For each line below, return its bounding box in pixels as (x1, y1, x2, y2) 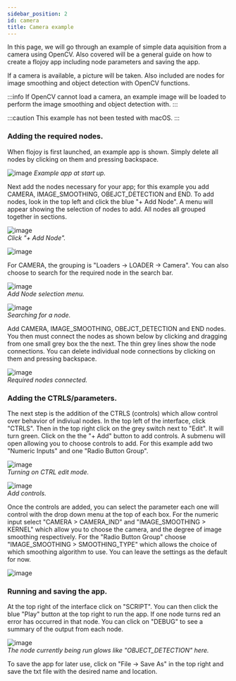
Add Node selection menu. (7, 289, 85, 298)
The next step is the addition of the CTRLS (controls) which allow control (7, 409, 218, 417)
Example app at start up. (34, 169, 106, 177)
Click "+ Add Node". (7, 234, 66, 242)
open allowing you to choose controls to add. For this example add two (7, 439, 213, 447)
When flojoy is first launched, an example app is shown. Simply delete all (7, 147, 218, 156)
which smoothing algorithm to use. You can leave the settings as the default (7, 548, 228, 556)
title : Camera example (7, 23, 74, 30)
